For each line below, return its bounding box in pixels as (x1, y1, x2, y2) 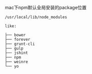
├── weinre (5, 59, 28, 64)
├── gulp (5, 46, 24, 51)
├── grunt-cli (5, 41, 35, 46)
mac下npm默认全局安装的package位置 (5, 5, 87, 10)
